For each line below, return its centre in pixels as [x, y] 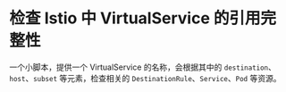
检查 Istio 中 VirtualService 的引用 [135, 18]
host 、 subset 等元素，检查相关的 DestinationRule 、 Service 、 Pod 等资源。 [145, 78]
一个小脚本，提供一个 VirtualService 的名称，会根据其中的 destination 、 [143, 67]
